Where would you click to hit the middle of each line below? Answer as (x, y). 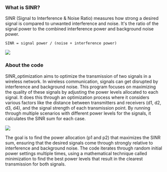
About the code (24, 65)
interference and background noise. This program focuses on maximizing (81, 87)
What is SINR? (23, 7)
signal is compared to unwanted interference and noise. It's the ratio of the (82, 23)
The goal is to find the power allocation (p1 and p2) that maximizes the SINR (83, 137)
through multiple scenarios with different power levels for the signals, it (78, 113)
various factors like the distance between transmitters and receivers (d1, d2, (83, 102)
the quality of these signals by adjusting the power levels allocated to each (82, 92)
